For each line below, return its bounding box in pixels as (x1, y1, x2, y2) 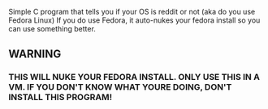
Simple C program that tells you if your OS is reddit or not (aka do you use (8, 7, 256, 16)
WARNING (8, 48, 62, 61)
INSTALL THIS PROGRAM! (8, 92, 112, 103)
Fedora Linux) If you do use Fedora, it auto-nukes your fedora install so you (8, 15, 261, 25)
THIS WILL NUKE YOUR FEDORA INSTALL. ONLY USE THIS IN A (8, 72, 260, 83)
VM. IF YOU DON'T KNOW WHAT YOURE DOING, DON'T (8, 82, 232, 93)
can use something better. (8, 24, 96, 33)
